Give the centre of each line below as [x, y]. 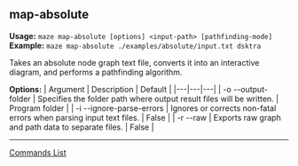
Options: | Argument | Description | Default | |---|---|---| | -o [121, 89]
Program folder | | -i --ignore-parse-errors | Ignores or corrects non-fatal [143, 108]
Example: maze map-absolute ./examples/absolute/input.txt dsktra [135, 45]
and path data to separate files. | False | [82, 127]
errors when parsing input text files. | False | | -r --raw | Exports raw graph [145, 117]
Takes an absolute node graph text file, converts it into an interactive [134, 62]
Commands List [38, 152]
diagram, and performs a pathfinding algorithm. [96, 72]
